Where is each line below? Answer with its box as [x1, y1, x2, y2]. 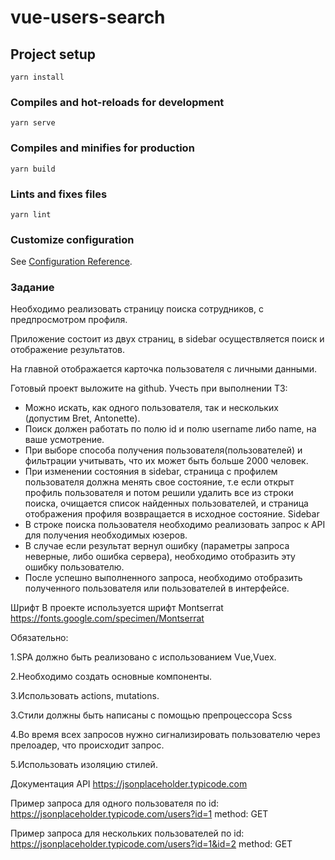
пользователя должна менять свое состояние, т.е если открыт [24, 476, 295, 488]
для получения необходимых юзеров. [24, 529, 188, 541]
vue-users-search [10, 6, 166, 29]
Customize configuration [10, 232, 135, 246]
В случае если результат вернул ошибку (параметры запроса [24, 540, 290, 552]
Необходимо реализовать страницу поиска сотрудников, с [10, 303, 264, 315]
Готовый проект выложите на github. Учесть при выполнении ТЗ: [10, 382, 288, 395]
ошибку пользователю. [24, 561, 125, 573]
